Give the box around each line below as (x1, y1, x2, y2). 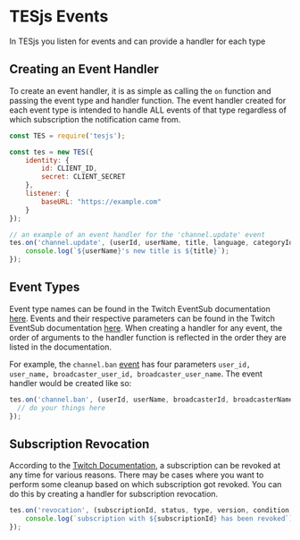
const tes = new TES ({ (9, 148, 94, 156)
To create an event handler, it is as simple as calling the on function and (9, 85, 271, 96)
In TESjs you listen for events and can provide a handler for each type (9, 36, 266, 46)
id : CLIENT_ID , (41, 164, 98, 173)
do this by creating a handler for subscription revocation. (9, 489, 219, 500)
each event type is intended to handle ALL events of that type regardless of (9, 105, 287, 115)
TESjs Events (9, 6, 109, 27)
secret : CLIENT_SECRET (41, 173, 126, 181)
